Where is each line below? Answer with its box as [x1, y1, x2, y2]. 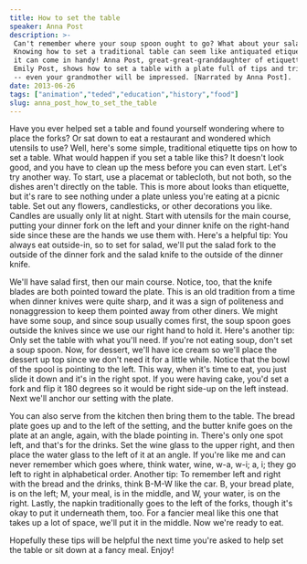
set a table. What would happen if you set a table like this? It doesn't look [9, 152, 285, 163]
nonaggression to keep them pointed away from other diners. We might [9, 306, 279, 317]
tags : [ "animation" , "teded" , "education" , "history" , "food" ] [9, 89, 239, 99]
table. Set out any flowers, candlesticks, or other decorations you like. [9, 201, 272, 212]
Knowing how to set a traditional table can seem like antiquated [13, 47, 272, 57]
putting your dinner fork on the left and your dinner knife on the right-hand [9, 220, 290, 231]
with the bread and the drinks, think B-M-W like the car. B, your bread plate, [9, 478, 294, 489]
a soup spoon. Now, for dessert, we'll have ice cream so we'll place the [9, 344, 277, 356]
